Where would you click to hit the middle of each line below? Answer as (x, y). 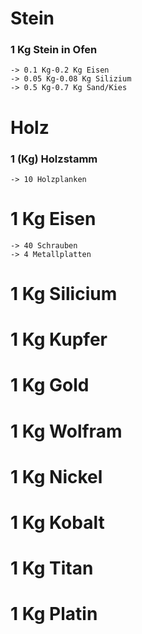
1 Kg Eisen (53, 219)
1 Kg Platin (54, 614)
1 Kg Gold (50, 385)
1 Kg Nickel (56, 476)
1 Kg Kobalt (57, 523)
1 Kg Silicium (64, 294)
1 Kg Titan (52, 568)
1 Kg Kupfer (59, 339)
